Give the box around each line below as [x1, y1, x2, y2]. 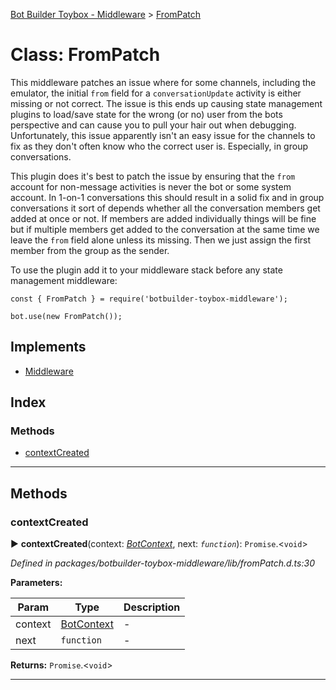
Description [123, 600, 181, 614]
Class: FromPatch [10, 44, 161, 66]
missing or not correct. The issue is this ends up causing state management [10, 97, 323, 109]
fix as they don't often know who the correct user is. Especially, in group [10, 140, 308, 152]
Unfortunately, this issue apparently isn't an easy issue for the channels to [10, 129, 316, 141]
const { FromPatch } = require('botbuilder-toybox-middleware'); [10, 294, 288, 304]
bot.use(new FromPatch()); [10, 311, 123, 321]
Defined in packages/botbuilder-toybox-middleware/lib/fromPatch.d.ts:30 [10, 557, 315, 569]
